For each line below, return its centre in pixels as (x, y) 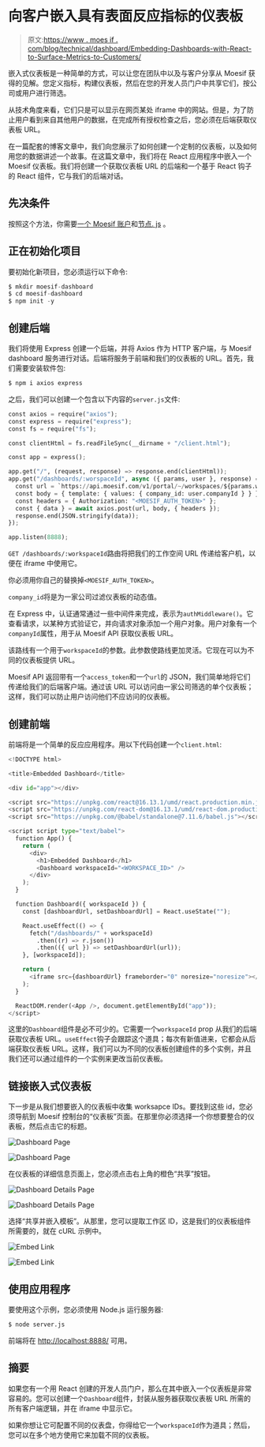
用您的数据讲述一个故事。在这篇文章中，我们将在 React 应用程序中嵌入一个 (130, 156)
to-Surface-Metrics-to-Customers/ (84, 57)
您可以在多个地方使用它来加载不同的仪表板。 (81, 1434)
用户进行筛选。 (46, 92)
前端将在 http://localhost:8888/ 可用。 (70, 1340)
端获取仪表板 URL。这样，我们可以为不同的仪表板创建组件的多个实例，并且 (130, 1049)
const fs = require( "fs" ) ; (52, 429)
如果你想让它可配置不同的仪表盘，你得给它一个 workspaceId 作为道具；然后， (131, 1425)
